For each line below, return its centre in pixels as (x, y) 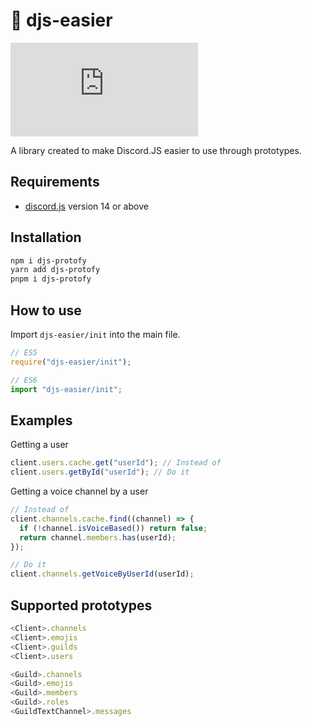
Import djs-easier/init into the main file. (95, 334)
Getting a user (39, 445)
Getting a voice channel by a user (79, 491)
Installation (46, 237)
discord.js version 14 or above (86, 206)
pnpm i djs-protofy (51, 279)
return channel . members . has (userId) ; (98, 537)
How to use (46, 310)
